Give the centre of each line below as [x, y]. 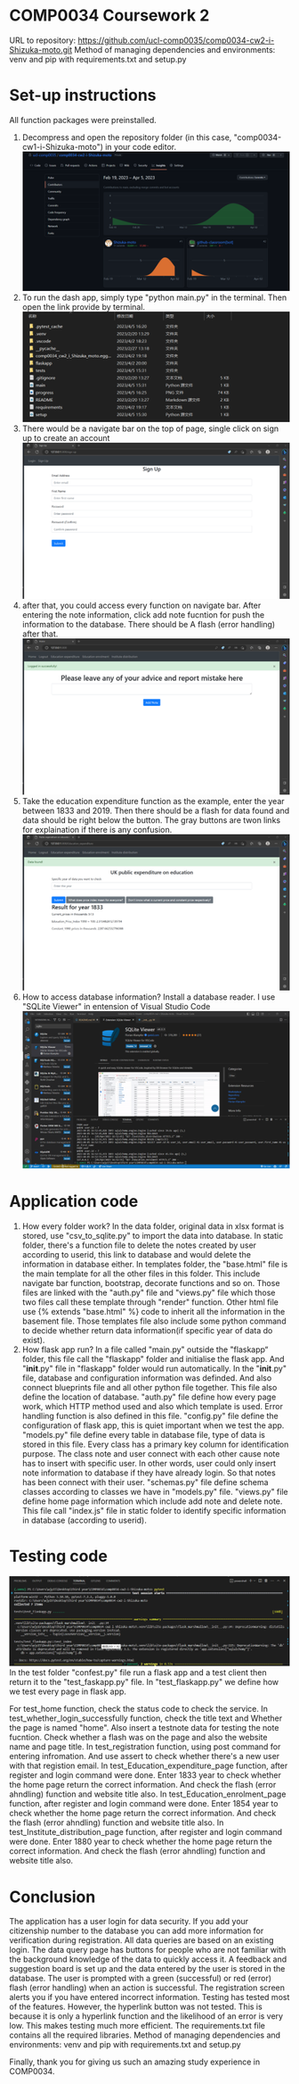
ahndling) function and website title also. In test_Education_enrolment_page [148, 1794]
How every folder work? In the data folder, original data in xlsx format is [153, 1226]
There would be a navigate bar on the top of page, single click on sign [150, 428]
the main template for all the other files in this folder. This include [141, 1274]
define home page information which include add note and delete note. [152, 1501]
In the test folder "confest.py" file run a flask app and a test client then [138, 1673]
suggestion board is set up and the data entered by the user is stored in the [147, 1969]
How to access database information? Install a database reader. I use [149, 997]
